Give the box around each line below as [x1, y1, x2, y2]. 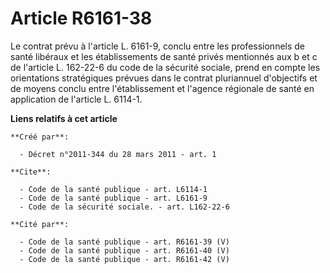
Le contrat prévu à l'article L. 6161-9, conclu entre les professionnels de [10, 40, 306, 52]
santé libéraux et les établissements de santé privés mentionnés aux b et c [10, 50, 318, 62]
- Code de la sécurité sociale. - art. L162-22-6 [19, 202, 230, 212]
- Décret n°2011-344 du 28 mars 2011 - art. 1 [19, 149, 217, 159]
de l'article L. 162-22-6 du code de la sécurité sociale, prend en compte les [10, 61, 321, 73]
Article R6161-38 [10, 7, 153, 30]
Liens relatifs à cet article [10, 112, 118, 124]
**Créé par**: [10, 132, 70, 142]
